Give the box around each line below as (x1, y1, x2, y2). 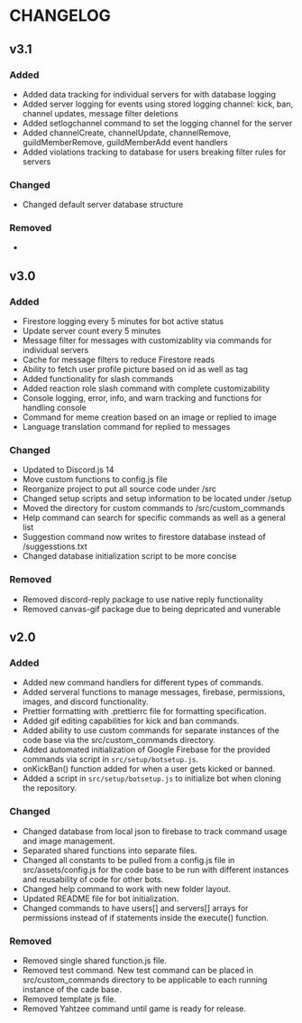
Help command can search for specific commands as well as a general (22, 512, 287, 524)
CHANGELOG (9, 5, 111, 26)
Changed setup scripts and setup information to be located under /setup (22, 493, 292, 504)
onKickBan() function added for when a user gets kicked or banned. (22, 764, 276, 775)
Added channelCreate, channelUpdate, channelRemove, (22, 127, 232, 138)
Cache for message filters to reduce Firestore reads (22, 354, 215, 366)
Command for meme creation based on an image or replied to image (22, 412, 277, 423)
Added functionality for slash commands (22, 374, 174, 385)
